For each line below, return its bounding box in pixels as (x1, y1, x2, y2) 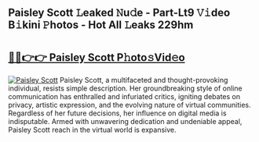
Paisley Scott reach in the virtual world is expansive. (8, 125, 177, 134)
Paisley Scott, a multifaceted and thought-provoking (60, 76, 228, 84)
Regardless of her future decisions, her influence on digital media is (8, 108, 227, 118)
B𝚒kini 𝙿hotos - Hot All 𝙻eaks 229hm (8, 19, 194, 32)
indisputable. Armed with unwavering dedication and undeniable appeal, (8, 117, 243, 126)
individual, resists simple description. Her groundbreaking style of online (8, 83, 243, 93)
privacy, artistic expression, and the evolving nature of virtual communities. (8, 101, 251, 109)
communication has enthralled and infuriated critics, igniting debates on (8, 92, 241, 101)
